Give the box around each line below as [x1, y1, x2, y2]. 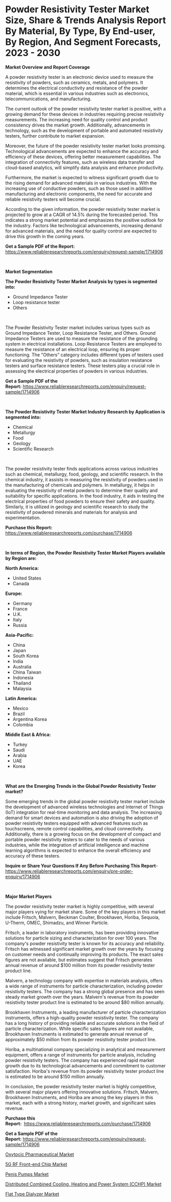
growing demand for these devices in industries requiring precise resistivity [5, 111, 164, 117]
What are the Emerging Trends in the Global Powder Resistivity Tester [5, 783, 157, 789]
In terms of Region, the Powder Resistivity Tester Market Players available [5, 549, 165, 556]
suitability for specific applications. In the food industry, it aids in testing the [5, 492, 164, 499]
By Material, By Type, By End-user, [5, 26, 156, 37]
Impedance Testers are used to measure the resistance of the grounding [5, 335, 158, 341]
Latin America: [5, 695, 37, 701]
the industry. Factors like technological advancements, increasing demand [5, 222, 162, 228]
